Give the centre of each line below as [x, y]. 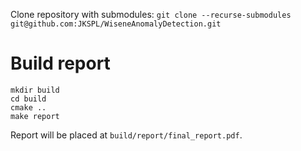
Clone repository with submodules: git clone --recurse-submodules [151, 14]
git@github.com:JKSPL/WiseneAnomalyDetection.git [116, 24]
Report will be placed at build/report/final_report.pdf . [126, 135]
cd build [28, 99]
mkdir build [35, 90]
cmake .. [28, 107]
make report [35, 116]
